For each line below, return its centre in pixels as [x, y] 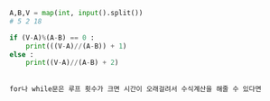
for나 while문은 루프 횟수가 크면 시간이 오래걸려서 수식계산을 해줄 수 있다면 [135, 89]
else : [22, 54]
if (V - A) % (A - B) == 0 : [52, 37]
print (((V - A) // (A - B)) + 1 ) [76, 46]
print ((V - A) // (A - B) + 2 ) [72, 63]
